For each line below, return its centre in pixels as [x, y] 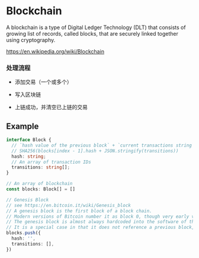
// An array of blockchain [39, 184]
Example [23, 126]
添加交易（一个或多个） [43, 82]
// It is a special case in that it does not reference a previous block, [100, 227]
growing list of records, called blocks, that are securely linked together [92, 33]
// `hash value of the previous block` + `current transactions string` [103, 145]
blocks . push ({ [24, 233]
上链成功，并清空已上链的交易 [51, 107]
